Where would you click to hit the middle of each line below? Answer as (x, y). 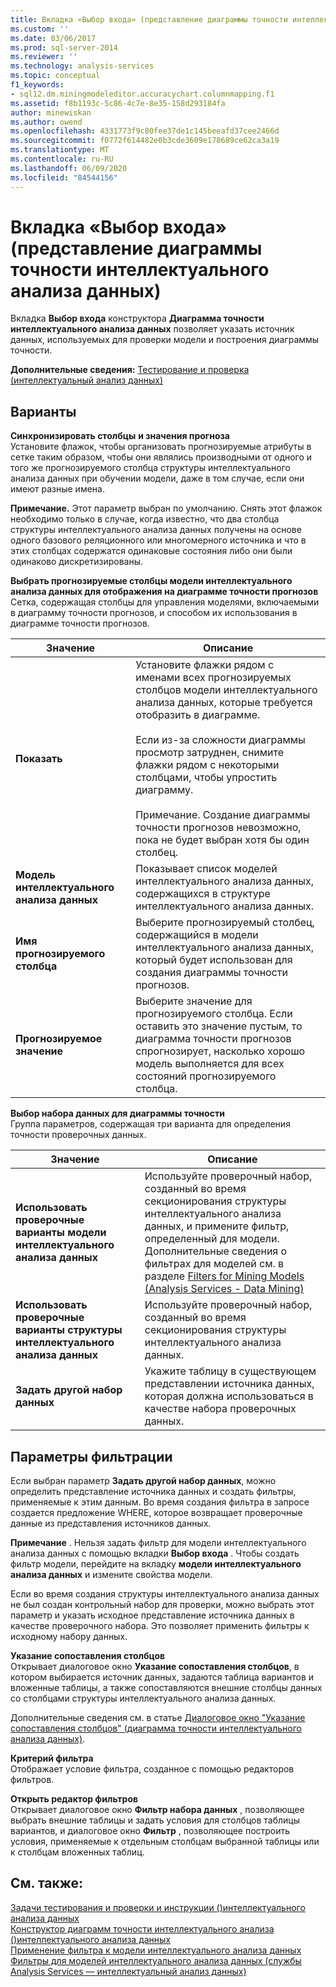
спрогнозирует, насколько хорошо (220, 1051)
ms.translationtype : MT (60, 150)
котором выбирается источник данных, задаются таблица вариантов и (162, 1677)
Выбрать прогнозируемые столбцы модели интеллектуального (151, 581)
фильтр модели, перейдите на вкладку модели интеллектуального (156, 1564)
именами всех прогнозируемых (213, 678)
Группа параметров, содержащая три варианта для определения (150, 1124)
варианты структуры (69, 1330)
